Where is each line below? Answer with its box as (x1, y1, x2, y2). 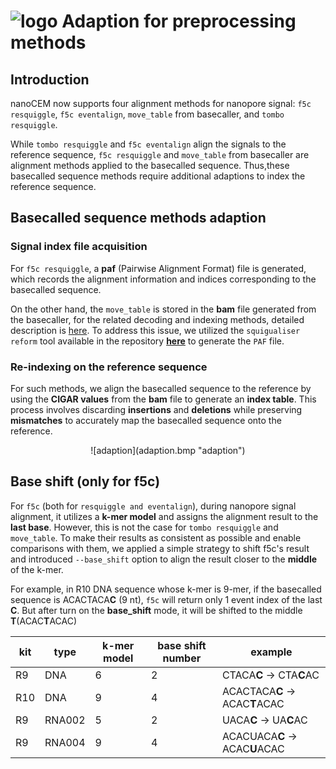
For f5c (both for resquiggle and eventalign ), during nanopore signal (10, 500, 297, 512)
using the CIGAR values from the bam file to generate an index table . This (10, 393, 317, 405)
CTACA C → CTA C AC (221, 668, 320, 682)
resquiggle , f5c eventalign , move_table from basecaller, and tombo (10, 108, 285, 120)
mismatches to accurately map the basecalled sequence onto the (10, 414, 282, 426)
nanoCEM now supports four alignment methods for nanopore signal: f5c (10, 98, 312, 109)
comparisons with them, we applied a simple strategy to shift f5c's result (10, 542, 310, 554)
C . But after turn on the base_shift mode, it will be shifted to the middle (10, 604, 303, 616)
